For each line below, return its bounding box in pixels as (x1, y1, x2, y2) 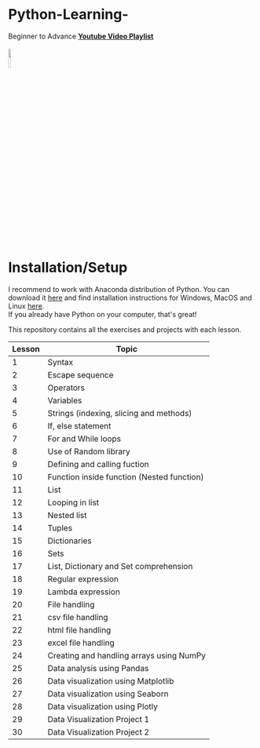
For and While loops (47, 433, 122, 444)
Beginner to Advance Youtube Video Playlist (8, 31, 154, 41)
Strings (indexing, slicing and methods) (47, 407, 192, 418)
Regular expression (47, 573, 119, 584)
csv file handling (47, 611, 108, 622)
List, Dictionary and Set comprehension (47, 560, 193, 571)
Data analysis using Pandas (47, 662, 149, 673)
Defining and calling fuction (47, 458, 149, 469)
